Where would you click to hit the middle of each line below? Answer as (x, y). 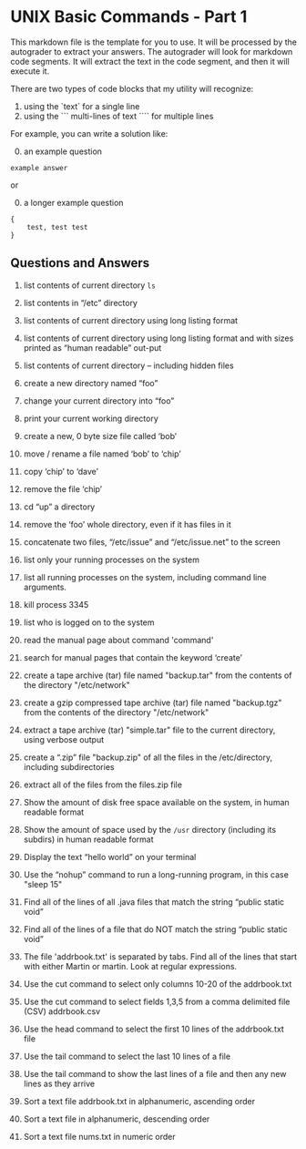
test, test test (58, 227)
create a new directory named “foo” (91, 383)
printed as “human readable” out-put (92, 347)
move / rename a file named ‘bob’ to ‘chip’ (102, 454)
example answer (39, 168)
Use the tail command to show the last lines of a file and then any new (155, 1073)
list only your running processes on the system (111, 559)
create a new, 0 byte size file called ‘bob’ (100, 436)
